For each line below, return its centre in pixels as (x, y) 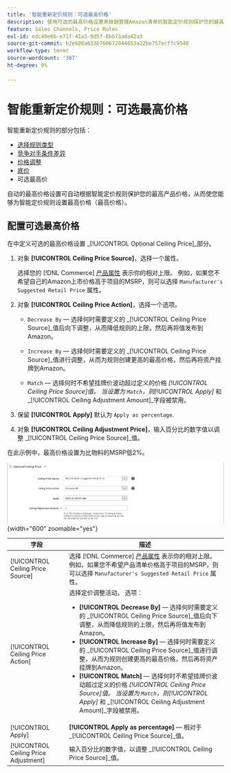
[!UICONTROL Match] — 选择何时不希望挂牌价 (145, 676)
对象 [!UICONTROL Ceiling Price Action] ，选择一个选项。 (99, 305)
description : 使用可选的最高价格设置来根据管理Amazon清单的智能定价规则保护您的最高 (116, 22)
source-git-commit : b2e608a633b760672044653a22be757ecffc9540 (98, 44)
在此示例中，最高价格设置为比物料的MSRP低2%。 (78, 453)
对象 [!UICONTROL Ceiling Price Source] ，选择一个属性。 (100, 259)
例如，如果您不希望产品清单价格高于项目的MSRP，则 (144, 565)
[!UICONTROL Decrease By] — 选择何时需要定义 (148, 607)
